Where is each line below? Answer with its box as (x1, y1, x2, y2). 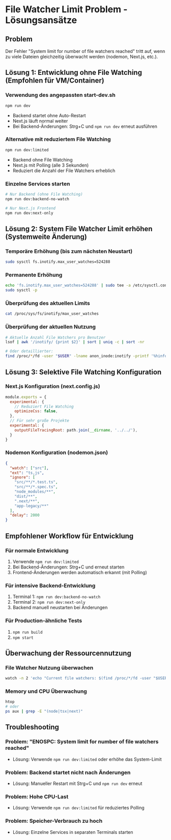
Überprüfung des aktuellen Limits (5, 300, 90, 307)
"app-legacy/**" (14, 503, 49, 508)
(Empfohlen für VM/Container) (5, 76, 104, 85)
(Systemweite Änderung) (5, 232, 88, 241)
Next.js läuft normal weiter (12, 118, 68, 124)
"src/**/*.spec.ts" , (14, 484, 58, 490)
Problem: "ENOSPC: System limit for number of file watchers (5, 738, 159, 745)
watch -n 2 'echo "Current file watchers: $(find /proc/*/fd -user (5, 676, 152, 681)
